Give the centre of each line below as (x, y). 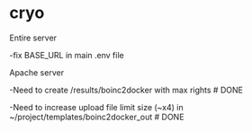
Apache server (37, 72)
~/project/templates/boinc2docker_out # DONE (97, 117)
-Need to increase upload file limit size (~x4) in (96, 107)
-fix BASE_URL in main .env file (67, 55)
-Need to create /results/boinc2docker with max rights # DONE (126, 90)
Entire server (33, 38)
